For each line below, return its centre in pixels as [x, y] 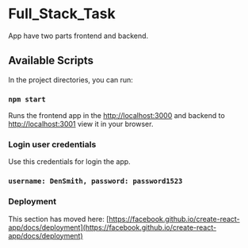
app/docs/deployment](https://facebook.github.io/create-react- [112, 227]
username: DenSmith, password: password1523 [95, 181]
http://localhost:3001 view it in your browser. [81, 124]
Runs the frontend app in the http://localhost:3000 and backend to [117, 116]
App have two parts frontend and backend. [78, 36]
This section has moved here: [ [59, 219]
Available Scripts [51, 61]
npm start [27, 99]
